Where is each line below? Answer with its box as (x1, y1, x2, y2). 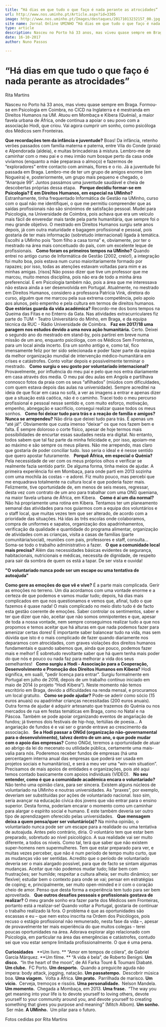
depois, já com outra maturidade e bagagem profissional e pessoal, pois (5, 226, 152, 232)
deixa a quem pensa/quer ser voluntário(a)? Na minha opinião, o (5, 818, 139, 824)
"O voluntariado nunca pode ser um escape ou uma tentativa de (5, 567, 139, 573)
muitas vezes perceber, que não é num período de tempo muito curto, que (5, 850, 157, 856)
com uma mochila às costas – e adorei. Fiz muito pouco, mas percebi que (5, 473, 155, 480)
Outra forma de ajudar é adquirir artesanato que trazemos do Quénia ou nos (5, 703, 160, 709)
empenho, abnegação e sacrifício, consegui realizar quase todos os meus (5, 405, 156, 411)
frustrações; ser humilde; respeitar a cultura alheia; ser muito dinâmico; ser (5, 871, 158, 877)
